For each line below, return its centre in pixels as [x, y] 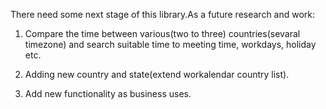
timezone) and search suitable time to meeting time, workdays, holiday [170, 44]
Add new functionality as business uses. [108, 93]
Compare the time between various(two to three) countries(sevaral [162, 33]
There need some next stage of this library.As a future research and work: [163, 14]
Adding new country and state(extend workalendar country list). [157, 74]
